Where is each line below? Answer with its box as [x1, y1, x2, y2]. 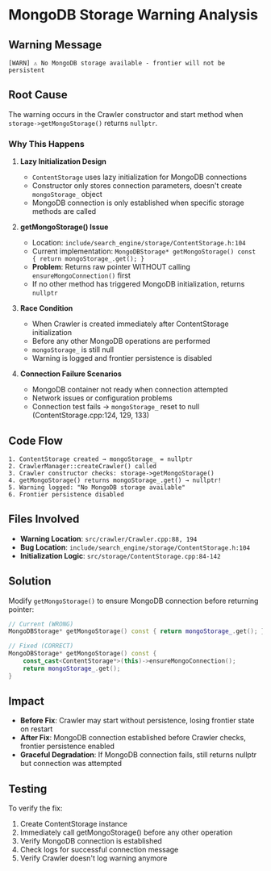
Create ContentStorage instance [19, 819, 127, 829]
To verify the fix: [8, 803, 63, 813]
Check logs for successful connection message [19, 845, 179, 855]
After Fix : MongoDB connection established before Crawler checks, [19, 733, 246, 743]
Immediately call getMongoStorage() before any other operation [19, 827, 233, 837]
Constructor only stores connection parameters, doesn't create [31, 181, 243, 191]
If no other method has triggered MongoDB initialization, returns [31, 279, 245, 289]
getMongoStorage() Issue [19, 222, 109, 232]
